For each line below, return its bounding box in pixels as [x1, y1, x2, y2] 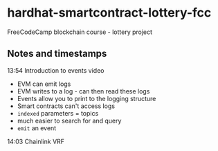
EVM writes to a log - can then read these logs [17, 87, 150, 95]
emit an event [17, 123, 57, 132]
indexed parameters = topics [17, 109, 99, 117]
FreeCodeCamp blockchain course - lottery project [7, 28, 153, 36]
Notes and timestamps [7, 48, 107, 60]
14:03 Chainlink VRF [7, 137, 64, 145]
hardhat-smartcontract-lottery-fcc [7, 5, 212, 21]
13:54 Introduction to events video [7, 66, 105, 74]
